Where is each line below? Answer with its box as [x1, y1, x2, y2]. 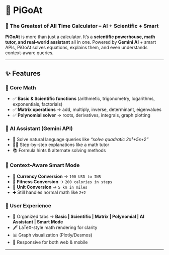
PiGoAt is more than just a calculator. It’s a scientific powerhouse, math [5, 34, 155, 40]
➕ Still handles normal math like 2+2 [12, 189, 87, 195]
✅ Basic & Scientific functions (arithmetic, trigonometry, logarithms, [12, 95, 155, 102]
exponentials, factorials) [12, 101, 63, 107]
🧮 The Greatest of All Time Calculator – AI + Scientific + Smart [5, 23, 159, 30]
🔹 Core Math [5, 84, 36, 91]
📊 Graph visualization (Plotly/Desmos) [12, 232, 93, 238]
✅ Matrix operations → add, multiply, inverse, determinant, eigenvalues [12, 106, 162, 112]
